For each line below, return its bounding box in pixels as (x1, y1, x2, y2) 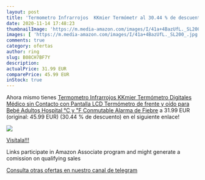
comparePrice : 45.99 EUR (6, 71, 70, 77)
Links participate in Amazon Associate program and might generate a (6, 148, 181, 156)
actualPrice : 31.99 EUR (6, 65, 67, 72)
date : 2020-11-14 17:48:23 (6, 20, 75, 26)
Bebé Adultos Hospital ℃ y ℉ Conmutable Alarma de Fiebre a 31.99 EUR (6, 107, 190, 114)
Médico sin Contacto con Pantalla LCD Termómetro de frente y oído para (6, 100, 190, 107)
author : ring (6, 49, 40, 55)
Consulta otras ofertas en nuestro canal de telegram (6, 167, 138, 174)
